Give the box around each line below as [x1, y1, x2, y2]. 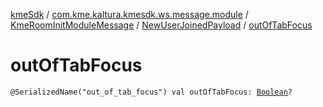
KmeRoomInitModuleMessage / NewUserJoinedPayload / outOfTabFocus [10, 19, 313, 31]
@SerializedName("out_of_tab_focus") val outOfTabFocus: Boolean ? [10, 87, 293, 97]
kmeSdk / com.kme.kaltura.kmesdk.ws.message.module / [10, 9, 249, 20]
